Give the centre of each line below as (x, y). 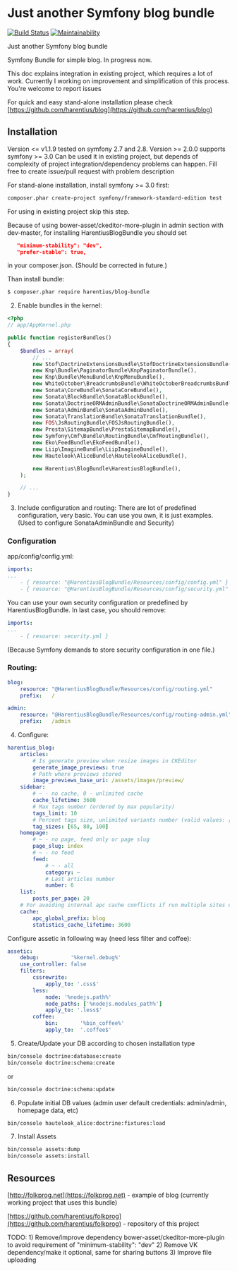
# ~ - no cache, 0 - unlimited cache (88, 794)
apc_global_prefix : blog (69, 918)
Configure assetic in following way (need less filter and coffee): (99, 938)
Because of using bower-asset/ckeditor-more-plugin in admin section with (116, 225)
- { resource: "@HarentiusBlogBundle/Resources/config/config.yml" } (124, 583)
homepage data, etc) (48, 1110)
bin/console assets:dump (44, 1150)
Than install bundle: (36, 279)
